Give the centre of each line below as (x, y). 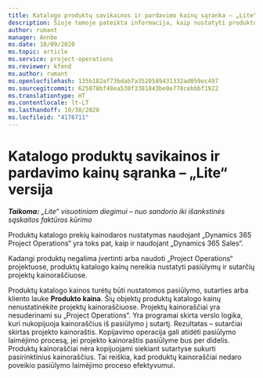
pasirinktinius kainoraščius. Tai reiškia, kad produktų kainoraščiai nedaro (125, 357)
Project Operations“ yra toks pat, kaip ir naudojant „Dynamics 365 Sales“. (126, 243)
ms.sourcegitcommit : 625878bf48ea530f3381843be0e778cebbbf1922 (113, 88)
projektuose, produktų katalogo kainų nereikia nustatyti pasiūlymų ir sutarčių (131, 267)
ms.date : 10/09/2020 (42, 45)
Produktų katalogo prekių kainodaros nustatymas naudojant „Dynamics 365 (130, 234)
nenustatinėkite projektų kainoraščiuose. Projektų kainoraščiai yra (114, 307)
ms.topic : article (38, 52)
